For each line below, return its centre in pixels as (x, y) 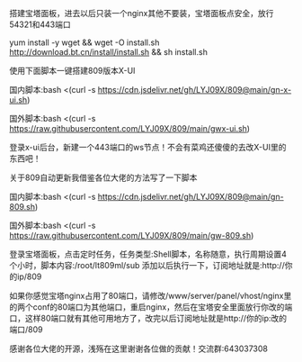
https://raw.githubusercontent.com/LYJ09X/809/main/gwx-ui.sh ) (129, 128)
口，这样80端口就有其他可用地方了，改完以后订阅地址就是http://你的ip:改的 (148, 318)
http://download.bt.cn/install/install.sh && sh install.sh (109, 52)
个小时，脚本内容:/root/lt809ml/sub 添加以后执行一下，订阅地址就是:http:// (147, 265)
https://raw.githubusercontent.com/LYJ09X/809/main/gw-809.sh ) (132, 235)
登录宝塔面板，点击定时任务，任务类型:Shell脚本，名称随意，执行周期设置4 (148, 254)
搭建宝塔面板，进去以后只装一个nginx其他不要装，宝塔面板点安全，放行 (142, 13)
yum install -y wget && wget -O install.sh (84, 42)
